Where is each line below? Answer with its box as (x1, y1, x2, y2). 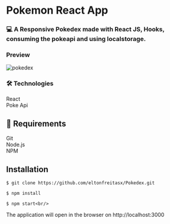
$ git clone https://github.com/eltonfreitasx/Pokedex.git (6, 180, 155, 186)
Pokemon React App (6, 4, 108, 17)
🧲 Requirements (6, 119, 66, 129)
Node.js (6, 141, 25, 148)
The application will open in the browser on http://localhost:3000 (6, 212, 165, 219)
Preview (6, 51, 30, 59)
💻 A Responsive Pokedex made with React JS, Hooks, (6, 25, 165, 33)
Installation (6, 164, 49, 174)
